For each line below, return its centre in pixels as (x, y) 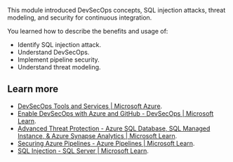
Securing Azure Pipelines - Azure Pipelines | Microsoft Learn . (106, 143)
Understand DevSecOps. (53, 52)
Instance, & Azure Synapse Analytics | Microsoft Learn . (97, 135)
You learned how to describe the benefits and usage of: (88, 31)
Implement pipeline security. (58, 60)
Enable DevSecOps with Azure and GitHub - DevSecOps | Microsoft (115, 113)
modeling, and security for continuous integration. (80, 18)
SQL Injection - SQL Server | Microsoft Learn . (83, 151)
